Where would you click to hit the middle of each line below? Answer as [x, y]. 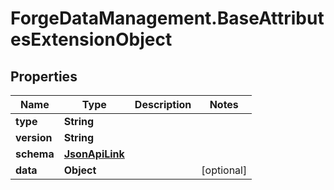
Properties [44, 76]
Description [163, 104]
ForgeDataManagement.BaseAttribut [167, 18]
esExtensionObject [91, 39]
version [34, 137]
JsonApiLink [94, 154]
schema [35, 154]
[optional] [224, 170]
